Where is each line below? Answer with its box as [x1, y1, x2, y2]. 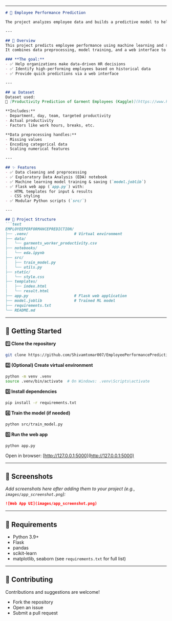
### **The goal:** [5, 57, 45, 62]
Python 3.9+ [12, 534, 39, 540]
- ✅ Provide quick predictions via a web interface [5, 71, 119, 76]
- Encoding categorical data [5, 142, 68, 147]
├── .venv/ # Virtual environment [5, 231, 123, 236]
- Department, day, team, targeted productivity [5, 114, 111, 119]
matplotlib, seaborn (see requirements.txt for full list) [12, 556, 126, 562]
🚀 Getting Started [5, 327, 62, 335]
